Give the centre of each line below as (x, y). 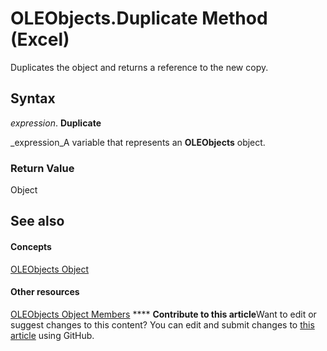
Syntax (33, 98)
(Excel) (40, 39)
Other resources (45, 292)
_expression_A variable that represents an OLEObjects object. (138, 142)
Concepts (31, 247)
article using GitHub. (52, 335)
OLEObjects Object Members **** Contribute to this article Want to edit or (163, 314)
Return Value (42, 168)
